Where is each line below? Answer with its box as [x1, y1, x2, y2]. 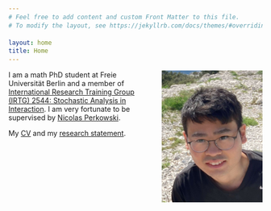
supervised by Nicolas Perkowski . [8, 113, 121, 122]
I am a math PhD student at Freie [8, 70, 117, 80]
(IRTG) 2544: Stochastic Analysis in [8, 96, 127, 105]
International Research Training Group [8, 87, 135, 97]
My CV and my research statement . [8, 129, 127, 139]
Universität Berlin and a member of [8, 79, 125, 89]
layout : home [8, 39, 52, 47]
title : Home [8, 47, 48, 56]
